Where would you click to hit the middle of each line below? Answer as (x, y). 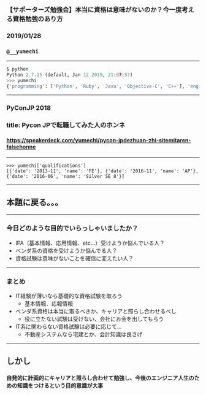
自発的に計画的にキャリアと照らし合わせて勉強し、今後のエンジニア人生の (100, 378)
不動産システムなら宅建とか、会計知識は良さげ (83, 334)
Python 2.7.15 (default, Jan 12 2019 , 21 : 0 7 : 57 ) (70, 75)
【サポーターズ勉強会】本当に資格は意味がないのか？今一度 (94, 9)
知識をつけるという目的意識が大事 (60, 386)
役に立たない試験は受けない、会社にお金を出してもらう (94, 319)
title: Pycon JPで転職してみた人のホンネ (66, 125)
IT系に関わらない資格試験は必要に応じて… (68, 327)
